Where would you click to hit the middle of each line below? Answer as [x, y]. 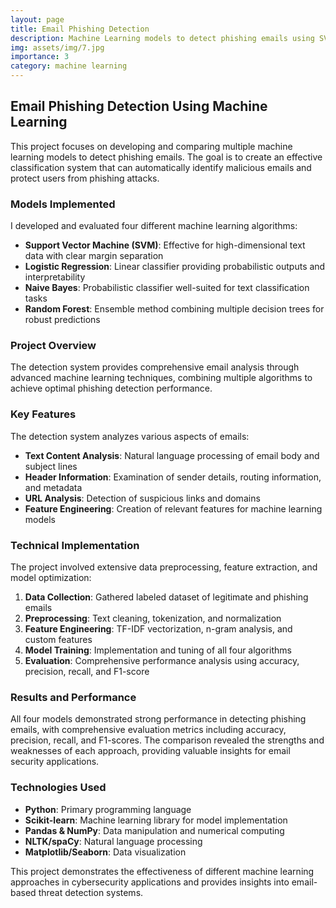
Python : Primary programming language [108, 809]
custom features [58, 639]
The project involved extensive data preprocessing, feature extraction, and [164, 567]
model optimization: [51, 577]
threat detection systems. [91, 892]
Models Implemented [63, 204]
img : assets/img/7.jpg [57, 47]
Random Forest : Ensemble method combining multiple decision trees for [174, 309]
